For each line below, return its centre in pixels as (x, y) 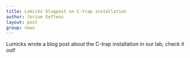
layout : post (22, 22)
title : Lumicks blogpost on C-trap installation (66, 11)
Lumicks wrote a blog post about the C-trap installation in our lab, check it (95, 44)
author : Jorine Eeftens (35, 17)
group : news (20, 28)
